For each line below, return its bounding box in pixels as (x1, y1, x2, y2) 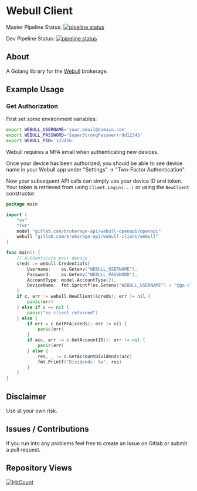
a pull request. (6, 446, 41, 453)
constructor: (6, 190, 36, 197)
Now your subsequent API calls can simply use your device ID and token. (6, 177, 183, 184)
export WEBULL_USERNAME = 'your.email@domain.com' (6, 127, 127, 133)
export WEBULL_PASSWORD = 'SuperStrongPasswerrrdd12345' (6, 132, 143, 139)
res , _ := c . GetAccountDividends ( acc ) (37, 354, 133, 359)
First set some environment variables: (6, 116, 97, 123)
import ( (6, 211, 28, 218)
